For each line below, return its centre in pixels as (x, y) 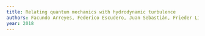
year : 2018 (20, 23)
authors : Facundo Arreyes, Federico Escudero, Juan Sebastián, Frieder (99, 18)
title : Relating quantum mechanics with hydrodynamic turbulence (91, 12)
